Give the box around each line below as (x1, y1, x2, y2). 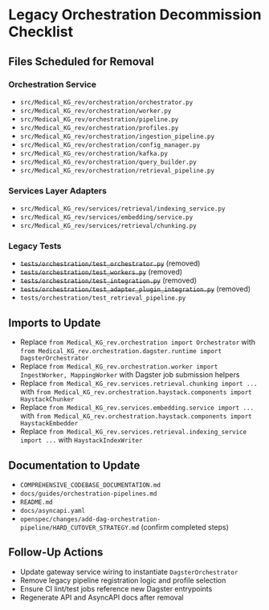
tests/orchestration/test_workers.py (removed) (19, 267, 183, 277)
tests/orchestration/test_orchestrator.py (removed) (19, 258, 201, 268)
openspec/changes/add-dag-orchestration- (19, 515, 161, 523)
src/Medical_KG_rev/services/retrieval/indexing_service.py (19, 205, 226, 213)
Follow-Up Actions (8, 546, 104, 559)
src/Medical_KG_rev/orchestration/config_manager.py (19, 140, 201, 149)
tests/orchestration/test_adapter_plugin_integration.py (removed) (19, 284, 251, 294)
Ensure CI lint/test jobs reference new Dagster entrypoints (19, 584, 213, 593)
